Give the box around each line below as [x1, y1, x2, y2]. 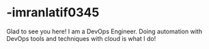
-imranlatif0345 [6, 5, 100, 20]
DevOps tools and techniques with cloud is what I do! [6, 34, 156, 42]
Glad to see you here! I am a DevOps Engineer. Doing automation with [6, 27, 203, 35]
